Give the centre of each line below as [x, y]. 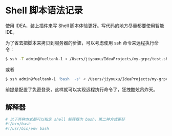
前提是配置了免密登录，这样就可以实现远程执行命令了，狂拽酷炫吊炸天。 [81, 89]
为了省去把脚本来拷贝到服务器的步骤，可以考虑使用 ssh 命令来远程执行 [80, 43]
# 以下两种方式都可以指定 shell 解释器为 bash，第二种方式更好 [65, 119]
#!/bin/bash [18, 124]
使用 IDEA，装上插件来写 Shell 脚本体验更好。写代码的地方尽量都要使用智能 [85, 26]
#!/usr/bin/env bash [27, 129]
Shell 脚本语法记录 [44, 10]
